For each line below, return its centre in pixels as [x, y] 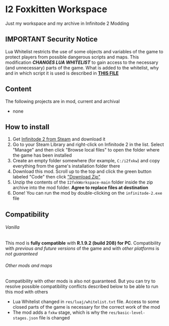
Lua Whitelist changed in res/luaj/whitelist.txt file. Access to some [86, 302]
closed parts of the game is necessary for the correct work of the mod [86, 307]
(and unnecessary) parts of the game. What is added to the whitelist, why [82, 67]
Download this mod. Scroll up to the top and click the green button [82, 171]
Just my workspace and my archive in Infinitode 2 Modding [67, 23]
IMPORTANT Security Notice [52, 39]
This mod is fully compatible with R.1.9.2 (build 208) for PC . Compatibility [83, 243]
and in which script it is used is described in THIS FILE [62, 73]
